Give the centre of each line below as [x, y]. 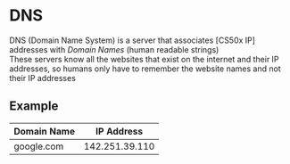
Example [34, 107]
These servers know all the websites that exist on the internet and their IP [144, 59]
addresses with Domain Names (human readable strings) [114, 49]
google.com [39, 146]
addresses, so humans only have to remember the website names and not [145, 69]
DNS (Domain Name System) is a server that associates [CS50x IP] [133, 40]
